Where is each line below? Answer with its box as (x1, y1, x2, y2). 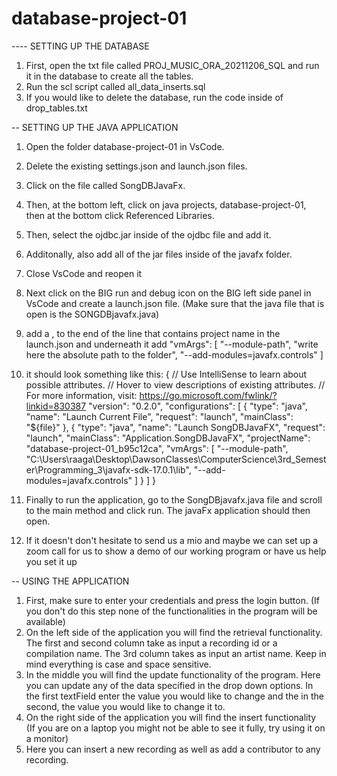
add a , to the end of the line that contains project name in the (25, 327, 281, 339)
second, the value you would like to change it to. (25, 700, 226, 712)
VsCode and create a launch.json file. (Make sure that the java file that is (25, 297, 325, 309)
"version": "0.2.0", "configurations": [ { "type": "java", (88, 400, 308, 412)
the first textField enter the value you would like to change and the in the (25, 690, 324, 702)
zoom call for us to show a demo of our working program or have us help (25, 545, 327, 557)
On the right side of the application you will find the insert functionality (25, 711, 317, 723)
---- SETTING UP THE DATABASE (11, 40, 150, 52)
